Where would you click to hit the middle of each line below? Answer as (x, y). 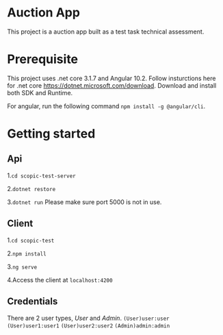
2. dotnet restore (31, 188)
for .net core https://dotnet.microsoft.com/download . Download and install (112, 85)
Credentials (32, 302)
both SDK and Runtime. (40, 92)
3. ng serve (22, 266)
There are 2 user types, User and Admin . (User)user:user (88, 318)
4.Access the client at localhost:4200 (60, 280)
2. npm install (27, 253)
